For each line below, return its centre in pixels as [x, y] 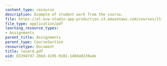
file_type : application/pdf [34, 24]
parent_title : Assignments [33, 38]
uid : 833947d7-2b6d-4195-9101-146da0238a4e [51, 56]
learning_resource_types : [32, 28]
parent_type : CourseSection [34, 42]
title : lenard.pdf [24, 51]
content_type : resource [30, 10]
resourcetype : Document [30, 47]
